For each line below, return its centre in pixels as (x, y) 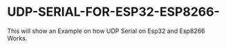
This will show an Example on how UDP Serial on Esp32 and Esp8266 (106, 31)
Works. (17, 38)
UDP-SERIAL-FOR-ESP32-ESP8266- (113, 12)
